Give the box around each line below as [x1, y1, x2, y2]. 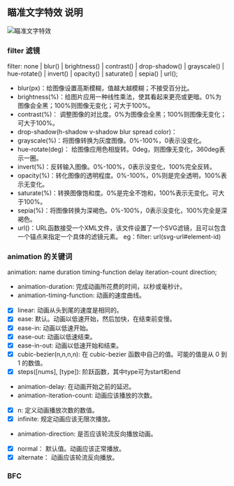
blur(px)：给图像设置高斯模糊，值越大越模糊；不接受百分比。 [17, 84, 193, 92]
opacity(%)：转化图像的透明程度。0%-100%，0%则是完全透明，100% [17, 171, 221, 180]
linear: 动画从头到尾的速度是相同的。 [17, 306, 124, 315]
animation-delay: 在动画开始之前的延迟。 [17, 382, 136, 390]
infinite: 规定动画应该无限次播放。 [17, 415, 115, 423]
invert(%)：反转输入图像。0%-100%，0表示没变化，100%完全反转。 [17, 163, 217, 171]
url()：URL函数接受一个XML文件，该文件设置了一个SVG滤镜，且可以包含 [17, 224, 227, 232]
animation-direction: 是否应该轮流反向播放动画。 [17, 429, 157, 438]
